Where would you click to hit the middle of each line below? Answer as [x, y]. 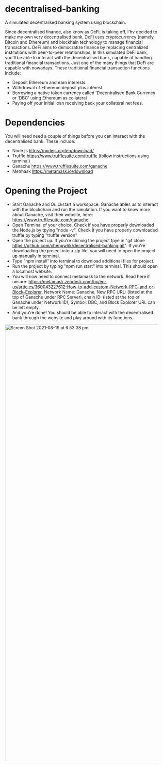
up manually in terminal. [36, 256]
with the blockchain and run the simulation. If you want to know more [81, 209]
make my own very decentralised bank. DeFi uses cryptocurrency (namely [80, 37]
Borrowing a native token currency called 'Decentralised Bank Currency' [84, 93]
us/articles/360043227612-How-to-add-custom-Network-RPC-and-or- [83, 287]
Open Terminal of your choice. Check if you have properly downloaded [83, 225]
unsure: [20, 281]
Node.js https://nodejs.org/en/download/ [53, 150]
